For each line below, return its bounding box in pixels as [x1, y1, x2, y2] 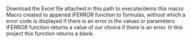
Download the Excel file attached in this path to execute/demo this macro [6, 5, 184, 12]
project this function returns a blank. [6, 30, 94, 37]
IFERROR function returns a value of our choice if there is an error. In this [6, 24, 183, 31]
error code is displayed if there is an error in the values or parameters [6, 18, 175, 24]
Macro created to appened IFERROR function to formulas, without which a [6, 11, 186, 18]
